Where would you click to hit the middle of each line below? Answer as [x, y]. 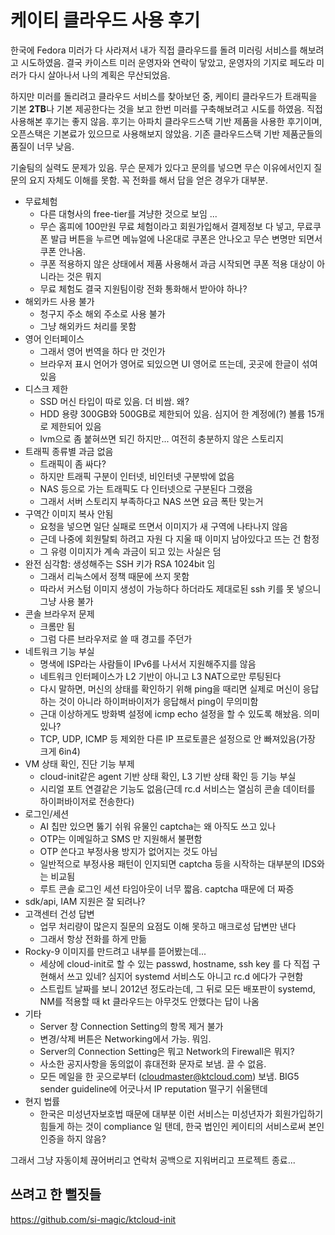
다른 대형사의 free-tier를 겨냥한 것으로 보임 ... [128, 213]
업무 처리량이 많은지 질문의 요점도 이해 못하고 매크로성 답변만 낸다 [168, 926]
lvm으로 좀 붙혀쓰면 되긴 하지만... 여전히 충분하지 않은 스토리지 [161, 438]
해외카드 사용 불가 [59, 301]
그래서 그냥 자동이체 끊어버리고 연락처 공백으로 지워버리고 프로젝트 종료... [153, 1160]
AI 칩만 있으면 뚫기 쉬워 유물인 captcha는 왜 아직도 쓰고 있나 [158, 826]
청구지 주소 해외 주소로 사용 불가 [102, 313]
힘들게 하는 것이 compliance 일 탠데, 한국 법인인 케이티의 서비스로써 [173, 1126]
